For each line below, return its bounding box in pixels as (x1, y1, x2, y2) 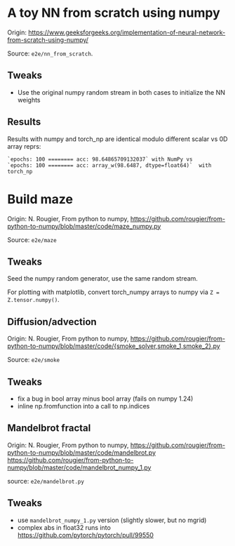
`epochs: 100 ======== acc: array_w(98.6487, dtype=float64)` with (7, 161, 212, 169)
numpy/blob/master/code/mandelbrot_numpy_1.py (7, 463, 152, 472)
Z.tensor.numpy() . (7, 295, 60, 304)
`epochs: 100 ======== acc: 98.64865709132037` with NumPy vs (7, 156, 193, 163)
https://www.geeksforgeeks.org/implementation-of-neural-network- (27, 28, 226, 36)
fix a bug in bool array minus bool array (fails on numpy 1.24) (17, 394, 194, 403)
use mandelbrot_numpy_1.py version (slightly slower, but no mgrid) (17, 516, 207, 524)
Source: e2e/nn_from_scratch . (7, 49, 93, 58)
